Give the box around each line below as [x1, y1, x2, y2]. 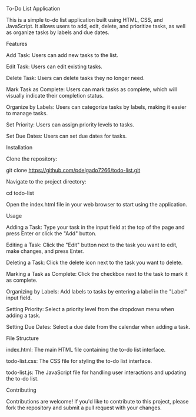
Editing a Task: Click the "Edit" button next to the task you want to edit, [6, 241, 178, 248]
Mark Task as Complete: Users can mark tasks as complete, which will [6, 86, 177, 93]
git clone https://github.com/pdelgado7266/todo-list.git [6, 167, 141, 174]
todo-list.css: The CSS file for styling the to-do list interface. [6, 358, 152, 364]
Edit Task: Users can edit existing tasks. [6, 63, 103, 70]
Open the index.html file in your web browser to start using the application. [6, 201, 187, 208]
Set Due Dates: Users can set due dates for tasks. [6, 132, 127, 139]
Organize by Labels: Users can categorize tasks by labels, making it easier [6, 104, 187, 111]
